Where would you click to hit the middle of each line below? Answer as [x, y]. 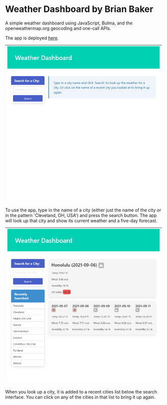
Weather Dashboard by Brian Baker [79, 9]
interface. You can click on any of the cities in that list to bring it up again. [80, 397]
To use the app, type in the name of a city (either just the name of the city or [83, 210]
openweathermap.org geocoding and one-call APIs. [58, 28]
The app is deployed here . [32, 38]
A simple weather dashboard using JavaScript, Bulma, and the [69, 23]
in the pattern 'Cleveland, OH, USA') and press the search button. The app [81, 215]
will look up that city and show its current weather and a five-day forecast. [81, 220]
